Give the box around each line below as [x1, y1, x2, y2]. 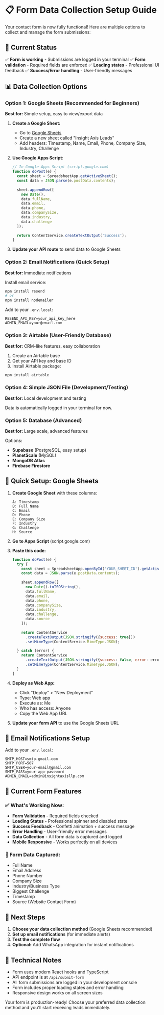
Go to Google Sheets [19, 130, 62, 136]
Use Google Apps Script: [12, 155, 64, 161]
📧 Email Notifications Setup [5, 734, 90, 742]
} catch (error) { [17, 649, 54, 653]
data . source [25, 617, 50, 622]
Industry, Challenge [19, 146, 59, 152]
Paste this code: [12, 547, 46, 553]
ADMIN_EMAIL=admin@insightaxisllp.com [5, 774, 84, 779]
